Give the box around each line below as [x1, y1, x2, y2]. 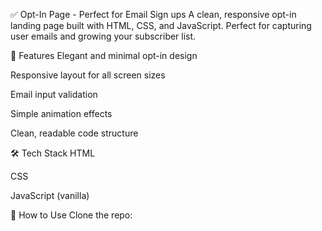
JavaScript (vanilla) [10, 190, 90, 201]
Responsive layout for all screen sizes [10, 69, 166, 81]
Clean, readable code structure [10, 127, 139, 139]
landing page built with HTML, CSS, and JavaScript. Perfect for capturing [10, 20, 312, 31]
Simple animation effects [10, 108, 113, 119]
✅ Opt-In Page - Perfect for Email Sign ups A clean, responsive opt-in [10, 9, 297, 20]
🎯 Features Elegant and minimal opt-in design [10, 50, 198, 61]
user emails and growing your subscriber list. [10, 30, 197, 42]
